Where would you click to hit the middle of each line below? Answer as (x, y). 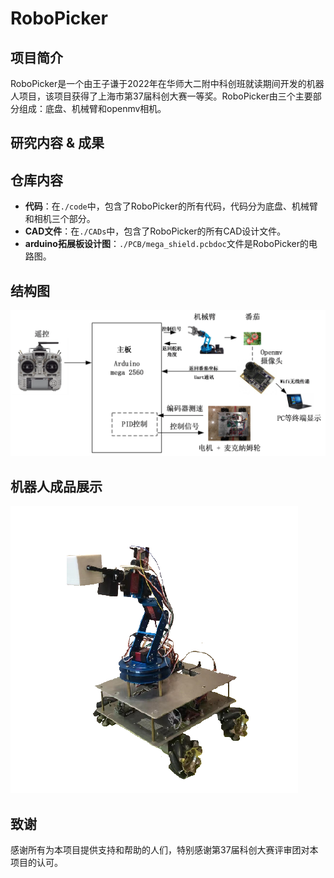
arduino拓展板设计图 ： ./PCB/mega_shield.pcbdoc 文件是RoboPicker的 (167, 244)
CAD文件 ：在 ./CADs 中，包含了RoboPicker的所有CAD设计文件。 (155, 231)
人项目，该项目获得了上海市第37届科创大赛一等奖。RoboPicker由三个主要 (161, 96)
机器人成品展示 (56, 486)
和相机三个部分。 (60, 219)
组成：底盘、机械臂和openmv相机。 (92, 108)
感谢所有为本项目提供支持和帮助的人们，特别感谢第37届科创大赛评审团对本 (164, 849)
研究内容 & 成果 (57, 143)
